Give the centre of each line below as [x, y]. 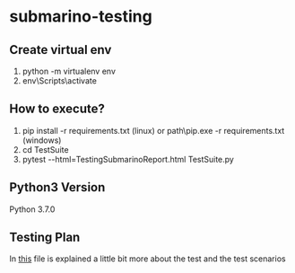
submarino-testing [81, 17]
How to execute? [57, 109]
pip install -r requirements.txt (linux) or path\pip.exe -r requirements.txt [153, 130]
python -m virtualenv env [69, 71]
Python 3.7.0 [32, 209]
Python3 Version [57, 187]
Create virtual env [61, 50]
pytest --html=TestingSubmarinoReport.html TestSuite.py [128, 159]
